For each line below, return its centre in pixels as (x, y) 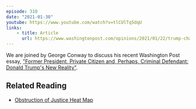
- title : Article (38, 33)
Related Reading (36, 86)
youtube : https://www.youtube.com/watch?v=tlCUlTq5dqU (74, 22)
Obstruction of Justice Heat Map (54, 100)
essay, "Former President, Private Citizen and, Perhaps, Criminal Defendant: (97, 61)
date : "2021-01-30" (30, 17)
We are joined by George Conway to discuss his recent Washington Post (93, 55)
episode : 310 (22, 11)
